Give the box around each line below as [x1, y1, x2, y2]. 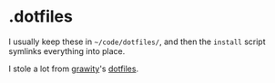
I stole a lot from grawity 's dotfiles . [8, 63, 138, 74]
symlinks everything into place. [8, 45, 126, 56]
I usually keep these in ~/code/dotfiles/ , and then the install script [8, 36, 266, 47]
